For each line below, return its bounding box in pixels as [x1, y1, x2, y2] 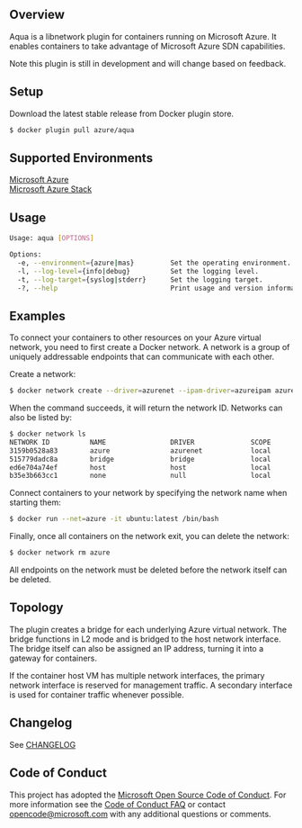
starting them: [9, 497, 61, 508]
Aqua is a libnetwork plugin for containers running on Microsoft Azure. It [9, 31, 277, 41]
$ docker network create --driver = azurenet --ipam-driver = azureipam [9, 386, 271, 395]
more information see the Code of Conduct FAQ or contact [9, 798, 226, 809]
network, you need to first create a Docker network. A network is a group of [9, 342, 290, 353]
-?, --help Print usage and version [17, 283, 263, 292]
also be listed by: [9, 412, 73, 423]
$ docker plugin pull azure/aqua [9, 125, 135, 134]
